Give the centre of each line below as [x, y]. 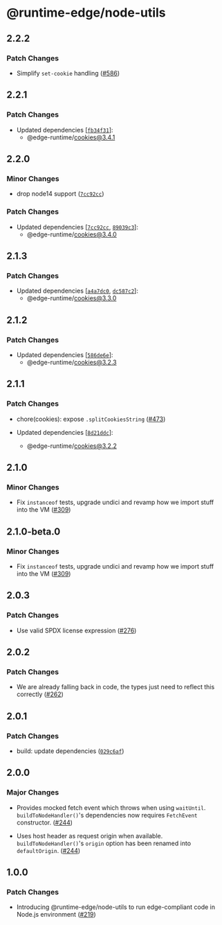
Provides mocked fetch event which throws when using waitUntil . [111, 807]
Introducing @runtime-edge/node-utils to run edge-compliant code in [116, 907]
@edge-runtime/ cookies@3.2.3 [72, 362]
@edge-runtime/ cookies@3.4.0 [72, 234]
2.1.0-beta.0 [34, 531]
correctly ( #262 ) [40, 694]
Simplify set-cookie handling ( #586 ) [68, 73]
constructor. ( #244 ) [45, 822]
